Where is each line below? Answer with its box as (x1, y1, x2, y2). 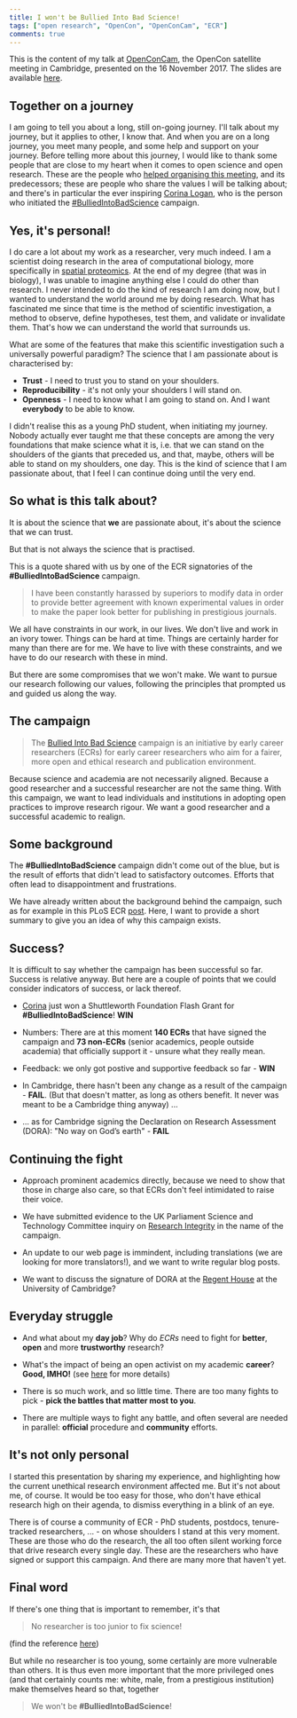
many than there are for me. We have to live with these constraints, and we (9, 642, 283, 653)
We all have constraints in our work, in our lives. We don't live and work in (9, 623, 278, 634)
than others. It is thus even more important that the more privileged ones (9, 1665, 275, 1675)
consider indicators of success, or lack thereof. (9, 983, 182, 994)
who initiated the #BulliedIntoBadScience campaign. (9, 197, 199, 209)
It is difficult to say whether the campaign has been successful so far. (9, 965, 263, 975)
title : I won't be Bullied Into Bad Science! (9, 12, 180, 22)
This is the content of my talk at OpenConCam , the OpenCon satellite (9, 54, 262, 65)
